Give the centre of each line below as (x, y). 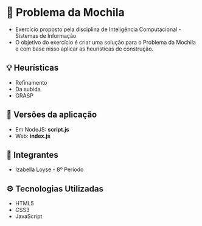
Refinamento (31, 82)
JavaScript (29, 216)
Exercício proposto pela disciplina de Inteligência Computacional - (98, 29)
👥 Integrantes (33, 155)
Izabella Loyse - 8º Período (49, 169)
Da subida (28, 89)
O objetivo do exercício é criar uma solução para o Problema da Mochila (106, 42)
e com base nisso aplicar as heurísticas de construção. (84, 49)
